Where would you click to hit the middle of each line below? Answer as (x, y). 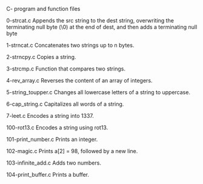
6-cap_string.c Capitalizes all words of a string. (65, 104)
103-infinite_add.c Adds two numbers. (54, 163)
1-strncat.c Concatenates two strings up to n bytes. (70, 45)
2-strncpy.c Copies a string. (41, 57)
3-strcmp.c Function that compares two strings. (66, 69)
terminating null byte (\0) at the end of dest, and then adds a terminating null (102, 27)
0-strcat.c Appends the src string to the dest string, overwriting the (90, 20)
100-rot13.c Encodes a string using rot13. (57, 128)
